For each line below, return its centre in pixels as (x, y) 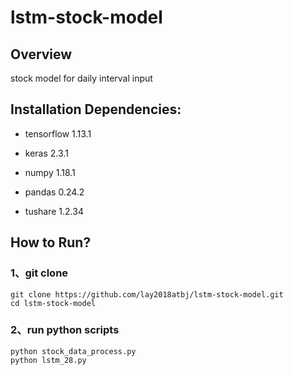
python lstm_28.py (48, 360)
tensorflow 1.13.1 (58, 133)
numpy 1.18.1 (50, 172)
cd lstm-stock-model (53, 303)
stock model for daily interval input (81, 78)
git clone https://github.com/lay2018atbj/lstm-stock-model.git (147, 294)
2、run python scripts (65, 330)
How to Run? (51, 242)
